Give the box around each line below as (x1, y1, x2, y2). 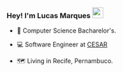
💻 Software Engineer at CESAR (16, 40, 108, 48)
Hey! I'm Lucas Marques (6, 10, 92, 20)
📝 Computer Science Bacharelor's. (16, 26, 117, 35)
